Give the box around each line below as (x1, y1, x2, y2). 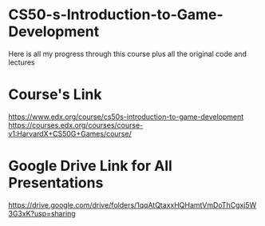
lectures (8, 57, 35, 67)
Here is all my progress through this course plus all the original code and (8, 49, 247, 58)
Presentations (8, 174, 104, 192)
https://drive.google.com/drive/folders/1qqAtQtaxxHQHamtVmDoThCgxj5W (8, 200, 257, 209)
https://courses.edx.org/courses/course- (8, 120, 144, 129)
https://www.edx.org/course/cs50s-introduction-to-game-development (8, 112, 244, 121)
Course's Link (8, 85, 102, 104)
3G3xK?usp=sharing (8, 208, 76, 218)
